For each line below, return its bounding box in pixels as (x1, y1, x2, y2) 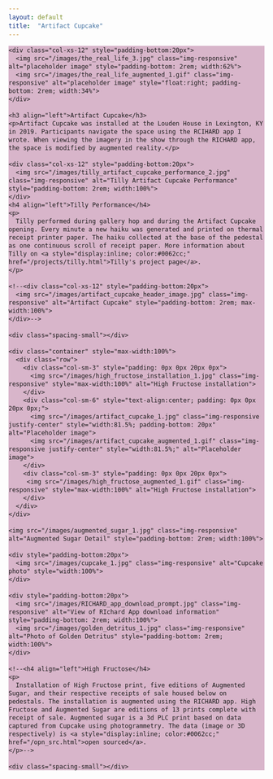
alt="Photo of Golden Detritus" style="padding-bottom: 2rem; (8, 632, 223, 641)
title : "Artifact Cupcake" (8, 21, 104, 30)
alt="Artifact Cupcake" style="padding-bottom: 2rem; (51, 298, 238, 307)
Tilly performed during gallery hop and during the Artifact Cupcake (15, 217, 256, 225)
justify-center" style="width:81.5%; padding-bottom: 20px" (8, 420, 217, 429)
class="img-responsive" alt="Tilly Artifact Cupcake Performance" (8, 176, 238, 185)
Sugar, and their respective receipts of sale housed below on (8, 689, 227, 698)
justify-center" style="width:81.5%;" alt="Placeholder (48, 444, 242, 453)
